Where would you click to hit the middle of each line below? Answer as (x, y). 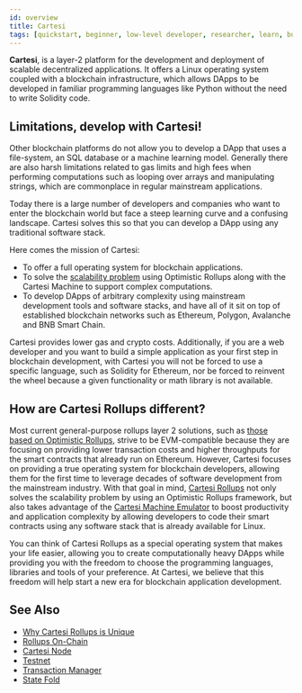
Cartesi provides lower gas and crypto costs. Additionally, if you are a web (147, 342)
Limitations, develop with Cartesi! (106, 126)
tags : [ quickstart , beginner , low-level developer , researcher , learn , (146, 34)
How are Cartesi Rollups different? (107, 409)
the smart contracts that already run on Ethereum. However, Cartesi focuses (151, 459)
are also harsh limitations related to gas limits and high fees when (130, 167)
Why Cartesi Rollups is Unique (78, 632)
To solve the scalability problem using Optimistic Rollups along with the (154, 277)
